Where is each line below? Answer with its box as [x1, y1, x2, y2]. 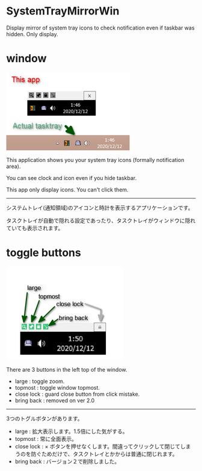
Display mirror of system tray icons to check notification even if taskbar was [6, 24, 195, 31]
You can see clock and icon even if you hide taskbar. [6, 174, 137, 181]
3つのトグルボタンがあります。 [6, 414, 83, 422]
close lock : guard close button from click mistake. [14, 390, 140, 398]
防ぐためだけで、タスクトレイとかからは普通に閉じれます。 [31, 450, 178, 457]
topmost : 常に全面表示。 [14, 435, 77, 442]
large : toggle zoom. [14, 378, 65, 385]
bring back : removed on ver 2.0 [14, 396, 95, 404]
